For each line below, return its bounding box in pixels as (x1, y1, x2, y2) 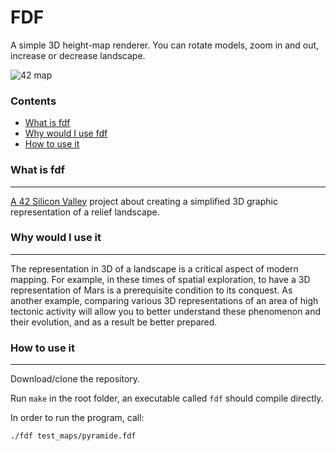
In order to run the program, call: (10, 412, 145, 424)
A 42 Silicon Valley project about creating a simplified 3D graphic (10, 195, 278, 207)
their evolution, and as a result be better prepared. (10, 316, 218, 328)
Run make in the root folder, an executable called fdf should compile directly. (10, 392, 324, 405)
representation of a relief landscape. (10, 206, 160, 218)
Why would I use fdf (24, 127, 108, 140)
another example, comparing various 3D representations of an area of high (10, 294, 319, 306)
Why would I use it (10, 231, 102, 245)
